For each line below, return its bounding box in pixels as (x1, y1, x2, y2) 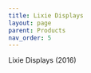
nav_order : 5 (8, 33, 52, 42)
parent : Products (8, 26, 66, 34)
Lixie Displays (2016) (8, 56, 77, 65)
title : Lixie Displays (8, 11, 84, 20)
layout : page (8, 19, 52, 27)
